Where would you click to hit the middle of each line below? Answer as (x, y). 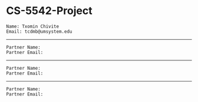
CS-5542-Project (49, 11)
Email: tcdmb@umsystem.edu (39, 31)
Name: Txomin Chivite (33, 26)
